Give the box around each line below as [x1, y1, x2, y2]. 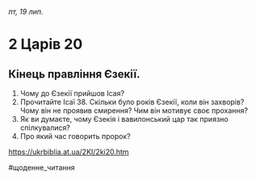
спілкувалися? [19, 123, 70, 132]
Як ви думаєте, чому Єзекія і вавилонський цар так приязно [19, 115, 229, 123]
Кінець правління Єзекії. [8, 67, 141, 81]
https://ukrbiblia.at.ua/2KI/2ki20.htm [8, 147, 129, 157]
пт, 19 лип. [8, 7, 44, 16]
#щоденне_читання [8, 163, 75, 172]
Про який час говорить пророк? [19, 132, 131, 140]
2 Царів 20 [8, 36, 83, 53]
